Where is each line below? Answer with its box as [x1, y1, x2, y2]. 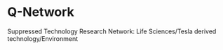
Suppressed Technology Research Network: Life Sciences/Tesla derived [7, 27, 217, 35]
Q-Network [7, 4, 75, 20]
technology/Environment [7, 34, 79, 42]
